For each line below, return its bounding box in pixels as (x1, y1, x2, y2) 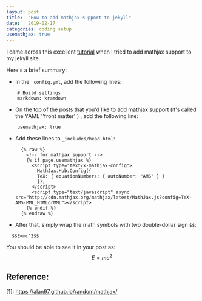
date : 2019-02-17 (6, 20, 56, 26)
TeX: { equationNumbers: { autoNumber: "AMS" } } (37, 173, 165, 179)
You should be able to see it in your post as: (6, 244, 116, 251)
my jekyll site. (6, 55, 41, 62)
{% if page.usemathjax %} (26, 157, 92, 164)
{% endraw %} (21, 210, 54, 216)
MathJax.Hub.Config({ (37, 168, 92, 174)
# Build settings (17, 90, 61, 96)
